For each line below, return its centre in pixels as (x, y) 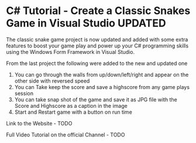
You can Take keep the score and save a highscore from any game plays (102, 87)
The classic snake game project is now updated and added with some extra (97, 39)
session (24, 93)
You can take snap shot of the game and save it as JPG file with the (96, 99)
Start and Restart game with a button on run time (73, 112)
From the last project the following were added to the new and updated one (97, 63)
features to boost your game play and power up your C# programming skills (97, 46)
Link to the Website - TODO (39, 123)
